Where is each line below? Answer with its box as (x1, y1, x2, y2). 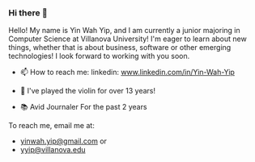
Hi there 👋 (8, 7, 49, 19)
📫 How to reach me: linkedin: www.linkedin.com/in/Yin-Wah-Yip (19, 68, 235, 77)
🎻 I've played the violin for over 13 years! (19, 86, 156, 96)
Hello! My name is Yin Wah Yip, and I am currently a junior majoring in (8, 26, 240, 35)
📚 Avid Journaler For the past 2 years (19, 102, 147, 112)
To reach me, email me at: (8, 121, 95, 131)
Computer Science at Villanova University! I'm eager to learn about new (8, 34, 247, 44)
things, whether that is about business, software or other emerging (8, 43, 232, 52)
